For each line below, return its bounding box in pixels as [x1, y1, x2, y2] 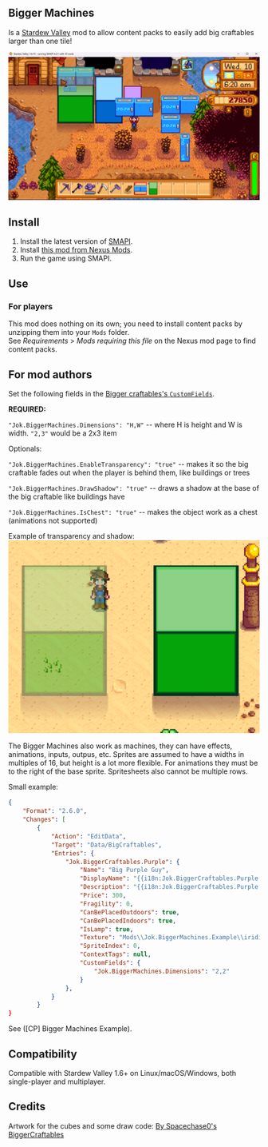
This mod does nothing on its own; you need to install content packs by [8, 319, 243, 329]
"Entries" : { [50, 849, 94, 858]
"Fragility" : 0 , [79, 899, 134, 908]
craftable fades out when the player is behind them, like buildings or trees [8, 468, 250, 477]
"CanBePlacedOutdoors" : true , [79, 908, 180, 916]
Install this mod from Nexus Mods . [19, 245, 133, 255]
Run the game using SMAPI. [19, 253, 112, 263]
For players [8, 301, 53, 312]
